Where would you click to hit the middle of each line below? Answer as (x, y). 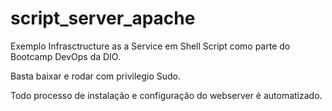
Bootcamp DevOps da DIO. (65, 56)
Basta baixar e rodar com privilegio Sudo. (96, 76)
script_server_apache (103, 18)
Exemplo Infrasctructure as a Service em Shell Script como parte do (150, 46)
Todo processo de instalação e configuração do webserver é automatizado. (166, 95)
